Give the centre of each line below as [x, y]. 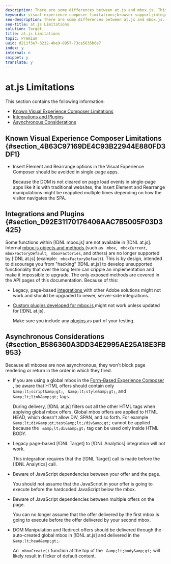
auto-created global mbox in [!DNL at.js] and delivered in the [76, 535]
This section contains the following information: [55, 101]
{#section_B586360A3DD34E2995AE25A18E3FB [86, 345]
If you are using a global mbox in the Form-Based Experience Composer [88, 380]
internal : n [18, 53]
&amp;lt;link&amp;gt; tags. [41, 396]
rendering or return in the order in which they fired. [59, 370]
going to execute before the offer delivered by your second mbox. [82, 520]
